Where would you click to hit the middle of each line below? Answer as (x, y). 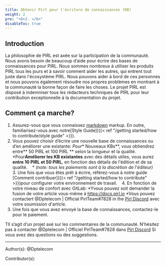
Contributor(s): (20, 259)
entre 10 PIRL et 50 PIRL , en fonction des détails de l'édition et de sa (82, 162)
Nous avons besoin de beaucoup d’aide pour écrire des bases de (71, 61)
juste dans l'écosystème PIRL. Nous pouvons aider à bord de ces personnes (83, 77)
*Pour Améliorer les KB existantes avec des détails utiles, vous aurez (83, 157)
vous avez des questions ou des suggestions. (52, 235)
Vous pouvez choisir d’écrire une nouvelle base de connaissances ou (83, 141)
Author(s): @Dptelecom (29, 249)
